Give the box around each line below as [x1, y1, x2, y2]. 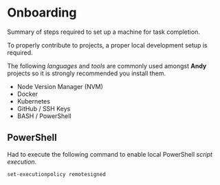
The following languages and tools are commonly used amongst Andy [7, 61, 207, 70]
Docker [16, 90, 38, 98]
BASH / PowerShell [16, 112, 71, 120]
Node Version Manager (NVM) [16, 82, 103, 90]
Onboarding [7, 5, 77, 21]
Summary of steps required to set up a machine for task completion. [7, 28, 201, 36]
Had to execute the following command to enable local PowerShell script [7, 150, 213, 158]
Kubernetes [16, 97, 50, 105]
